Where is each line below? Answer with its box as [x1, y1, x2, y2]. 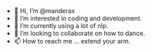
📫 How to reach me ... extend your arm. [13, 37, 131, 45]
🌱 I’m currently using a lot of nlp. [13, 22, 109, 30]
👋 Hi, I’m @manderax [13, 7, 75, 15]
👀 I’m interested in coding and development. [13, 14, 142, 22]
